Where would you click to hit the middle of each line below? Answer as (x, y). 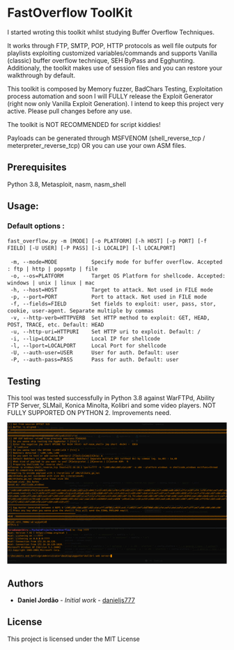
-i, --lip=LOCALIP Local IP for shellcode (85, 339)
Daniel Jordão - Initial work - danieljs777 (76, 600)
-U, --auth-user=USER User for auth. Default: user (94, 353)
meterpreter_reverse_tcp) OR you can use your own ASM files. (97, 145)
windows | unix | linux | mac (51, 283)
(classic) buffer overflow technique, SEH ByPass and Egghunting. (101, 60)
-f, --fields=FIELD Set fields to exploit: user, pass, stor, (113, 304)
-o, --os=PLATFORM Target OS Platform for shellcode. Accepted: (118, 276)
